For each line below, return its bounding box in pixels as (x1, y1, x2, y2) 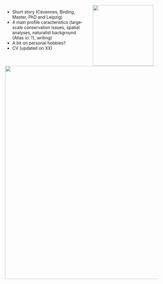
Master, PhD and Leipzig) (12, 14, 63, 20)
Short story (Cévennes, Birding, (12, 9, 75, 15)
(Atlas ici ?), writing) (12, 35, 52, 40)
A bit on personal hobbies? (12, 40, 66, 46)
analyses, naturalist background (12, 30, 76, 36)
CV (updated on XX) (12, 45, 52, 51)
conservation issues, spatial (24, 24, 80, 30)
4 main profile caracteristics (12, 19, 68, 25)
